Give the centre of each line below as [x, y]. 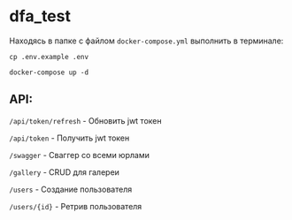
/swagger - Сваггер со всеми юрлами [80, 155]
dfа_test [40, 16]
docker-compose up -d [49, 72]
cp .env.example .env [49, 57]
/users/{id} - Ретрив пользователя [76, 206]
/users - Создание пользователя [71, 189]
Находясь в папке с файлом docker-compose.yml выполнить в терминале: [146, 41]
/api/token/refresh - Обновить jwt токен [85, 120]
